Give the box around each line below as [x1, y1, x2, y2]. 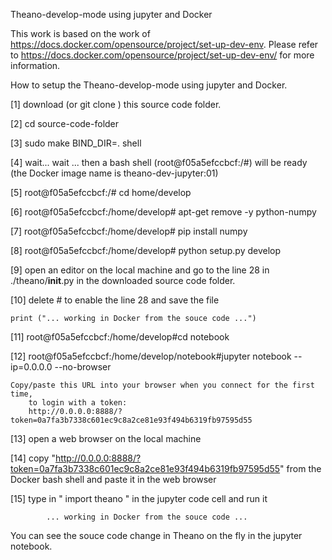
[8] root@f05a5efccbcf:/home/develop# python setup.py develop [10, 245, 282, 256]
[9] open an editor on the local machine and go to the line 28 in [10, 264, 270, 276]
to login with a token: [28, 398, 128, 408]
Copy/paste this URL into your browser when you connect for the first [10, 380, 315, 390]
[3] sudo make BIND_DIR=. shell [10, 137, 142, 149]
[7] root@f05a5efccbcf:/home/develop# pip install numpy [10, 225, 248, 237]
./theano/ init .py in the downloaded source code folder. [10, 275, 236, 286]
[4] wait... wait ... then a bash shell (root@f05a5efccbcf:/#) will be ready [10, 157, 308, 168]
